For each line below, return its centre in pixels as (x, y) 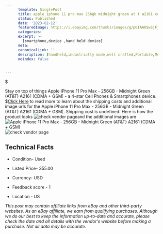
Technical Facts (30, 147)
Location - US (26, 196)
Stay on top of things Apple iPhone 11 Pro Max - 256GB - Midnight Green (78, 91)
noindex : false (33, 59)
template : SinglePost (40, 9)
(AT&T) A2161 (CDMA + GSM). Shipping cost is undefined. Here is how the (79, 111)
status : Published (36, 18)
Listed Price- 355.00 (33, 168)
